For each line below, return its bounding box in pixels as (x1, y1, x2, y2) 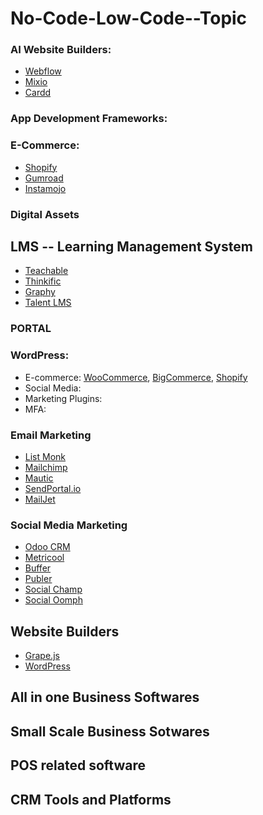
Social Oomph (24, 594, 83, 606)
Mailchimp (24, 461, 68, 473)
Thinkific (24, 275, 62, 287)
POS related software (10, 757, 146, 774)
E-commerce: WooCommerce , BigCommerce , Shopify (24, 371, 248, 383)
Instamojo (24, 182, 67, 194)
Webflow (24, 65, 62, 77)
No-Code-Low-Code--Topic (10, 7, 248, 30)
